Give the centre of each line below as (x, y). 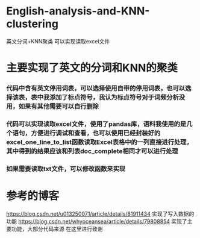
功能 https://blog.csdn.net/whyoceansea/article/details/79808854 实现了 (97, 221)
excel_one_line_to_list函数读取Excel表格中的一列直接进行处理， (99, 142)
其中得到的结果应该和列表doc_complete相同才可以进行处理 (92, 151)
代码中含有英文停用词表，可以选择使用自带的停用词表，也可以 (96, 89)
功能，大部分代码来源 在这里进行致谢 (57, 229)
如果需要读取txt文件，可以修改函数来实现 (66, 169)
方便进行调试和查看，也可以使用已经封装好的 (96, 133)
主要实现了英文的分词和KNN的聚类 (92, 68)
